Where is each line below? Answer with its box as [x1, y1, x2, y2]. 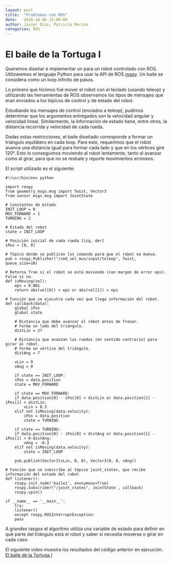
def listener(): [5, 476, 40, 481]
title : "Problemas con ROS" [5, 12, 68, 17]
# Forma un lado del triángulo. [14, 324, 84, 329]
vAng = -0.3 [24, 440, 50, 445]
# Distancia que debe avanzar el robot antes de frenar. [14, 319, 139, 324]
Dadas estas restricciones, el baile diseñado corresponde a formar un [5, 134, 153, 140]
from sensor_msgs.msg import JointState [5, 193, 93, 199]
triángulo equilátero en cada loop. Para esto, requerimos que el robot [5, 139, 151, 145]
